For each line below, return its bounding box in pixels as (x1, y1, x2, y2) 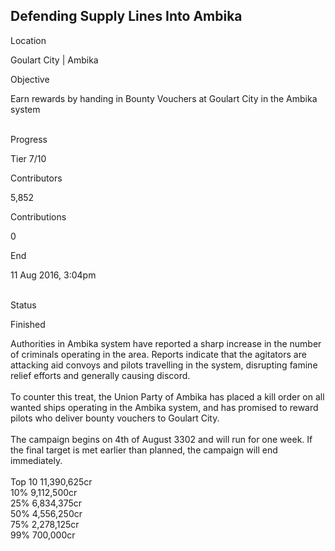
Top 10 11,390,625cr (10, 475, 93, 488)
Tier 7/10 (10, 152, 47, 164)
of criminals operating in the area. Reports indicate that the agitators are (10, 348, 307, 360)
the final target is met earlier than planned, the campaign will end (10, 444, 278, 456)
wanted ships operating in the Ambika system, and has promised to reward (10, 401, 319, 413)
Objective (10, 73, 50, 85)
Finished (10, 318, 46, 330)
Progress (10, 133, 48, 145)
